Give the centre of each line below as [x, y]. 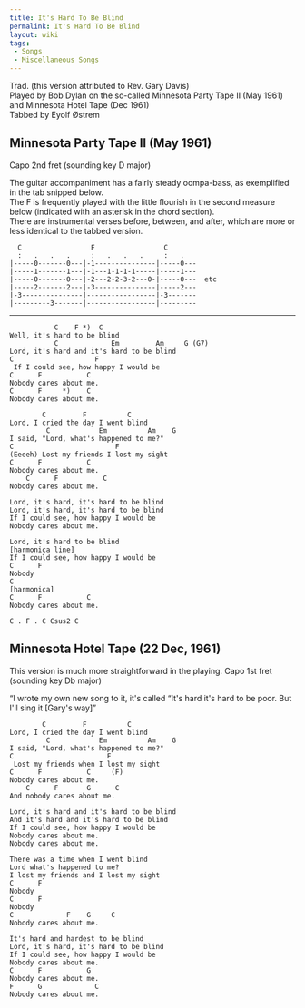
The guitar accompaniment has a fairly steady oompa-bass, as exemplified [149, 182]
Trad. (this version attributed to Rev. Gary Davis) [99, 86]
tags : [20, 43]
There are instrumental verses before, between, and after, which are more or [152, 221]
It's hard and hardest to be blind [77, 939]
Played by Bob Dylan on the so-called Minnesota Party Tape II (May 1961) [147, 95]
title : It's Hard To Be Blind [67, 18]
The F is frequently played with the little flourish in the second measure [142, 201]
